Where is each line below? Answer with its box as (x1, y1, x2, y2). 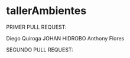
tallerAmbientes (6, 4, 87, 18)
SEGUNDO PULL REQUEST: (6, 46, 74, 53)
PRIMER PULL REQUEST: (6, 23, 67, 30)
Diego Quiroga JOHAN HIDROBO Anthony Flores (6, 35, 125, 42)
